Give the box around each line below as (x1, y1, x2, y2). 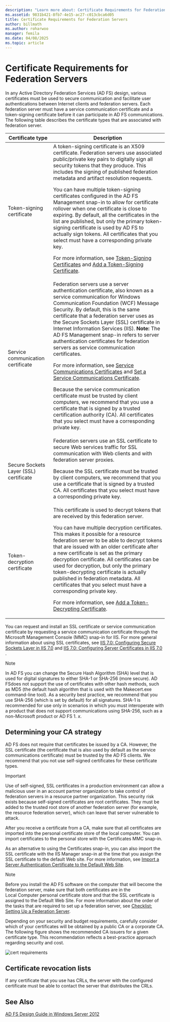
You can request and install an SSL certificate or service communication (5, 623, 156, 629)
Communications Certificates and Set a (53, 368, 146, 375)
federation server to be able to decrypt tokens (53, 536, 162, 543)
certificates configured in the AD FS (53, 192, 138, 199)
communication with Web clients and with (53, 450, 152, 457)
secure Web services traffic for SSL (53, 444, 138, 451)
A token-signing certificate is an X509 (53, 143, 145, 150)
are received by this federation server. (53, 513, 144, 520)
